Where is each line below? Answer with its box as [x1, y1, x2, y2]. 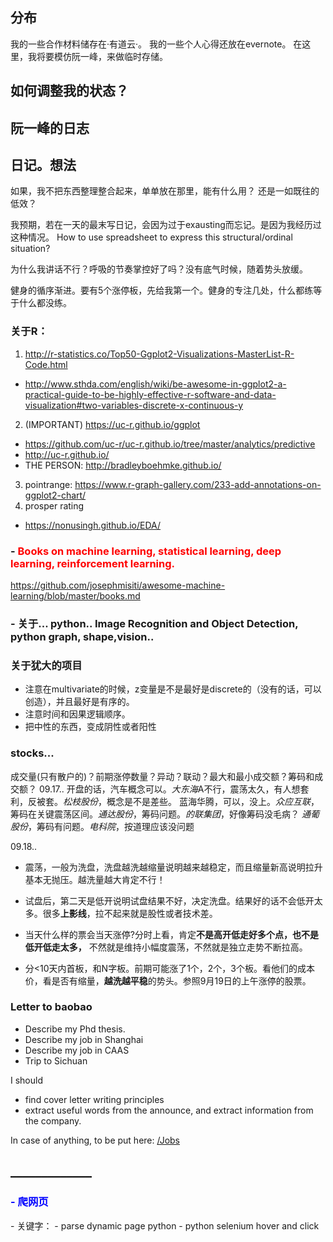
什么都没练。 [18, 297, 72, 309]
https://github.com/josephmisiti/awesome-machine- [10, 579, 226, 591]
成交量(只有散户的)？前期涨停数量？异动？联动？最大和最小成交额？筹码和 [10, 770, 315, 782]
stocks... [10, 746, 55, 760]
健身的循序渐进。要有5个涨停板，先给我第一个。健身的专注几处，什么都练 [10, 284, 314, 297]
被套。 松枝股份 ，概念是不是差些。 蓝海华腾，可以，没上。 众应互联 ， [36, 795, 320, 807]
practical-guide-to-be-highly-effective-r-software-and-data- [24, 388, 277, 400]
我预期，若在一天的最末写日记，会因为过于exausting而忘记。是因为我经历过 [10, 219, 322, 231]
